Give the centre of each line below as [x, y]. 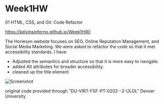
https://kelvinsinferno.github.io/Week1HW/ [48, 32]
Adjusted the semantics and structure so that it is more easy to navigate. [85, 61]
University [15, 96]
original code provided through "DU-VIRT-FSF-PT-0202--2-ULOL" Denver [80, 91]
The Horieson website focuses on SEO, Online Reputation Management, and [82, 41]
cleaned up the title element [41, 71]
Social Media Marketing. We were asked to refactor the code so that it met [80, 46]
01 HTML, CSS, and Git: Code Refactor [44, 22]
